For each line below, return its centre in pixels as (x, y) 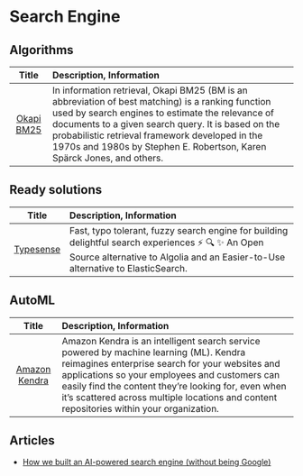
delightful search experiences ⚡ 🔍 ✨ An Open (166, 243)
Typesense (37, 250)
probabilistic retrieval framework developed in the (158, 135)
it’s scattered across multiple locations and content (170, 397)
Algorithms (41, 50)
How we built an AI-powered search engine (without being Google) (147, 462)
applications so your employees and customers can (171, 374)
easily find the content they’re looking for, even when (174, 386)
